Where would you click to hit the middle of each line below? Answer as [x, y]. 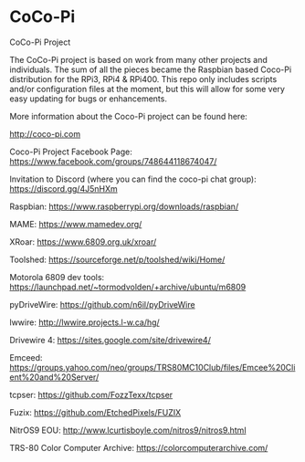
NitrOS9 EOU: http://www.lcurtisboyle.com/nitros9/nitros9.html [128, 430]
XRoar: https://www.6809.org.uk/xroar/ [83, 241]
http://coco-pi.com [45, 133]
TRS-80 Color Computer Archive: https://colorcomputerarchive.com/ [139, 447]
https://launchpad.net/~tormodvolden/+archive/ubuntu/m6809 [128, 287]
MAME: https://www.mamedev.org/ [76, 224]
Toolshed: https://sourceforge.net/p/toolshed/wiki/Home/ [117, 259]
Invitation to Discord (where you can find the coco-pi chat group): [133, 179]
